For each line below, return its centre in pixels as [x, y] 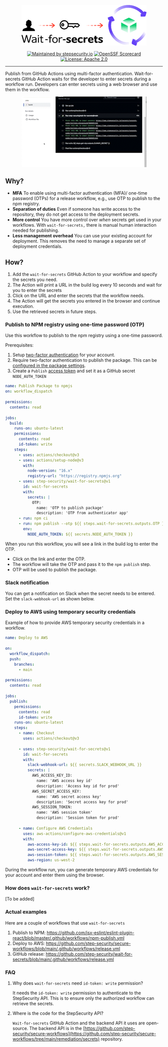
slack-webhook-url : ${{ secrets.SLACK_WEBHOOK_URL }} [84, 765]
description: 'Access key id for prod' [78, 786]
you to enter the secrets [37, 290]
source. [20, 1028]
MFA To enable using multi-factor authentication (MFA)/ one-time [80, 193]
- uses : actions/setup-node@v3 [51, 460]
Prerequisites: [19, 345]
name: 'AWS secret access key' [69, 797]
